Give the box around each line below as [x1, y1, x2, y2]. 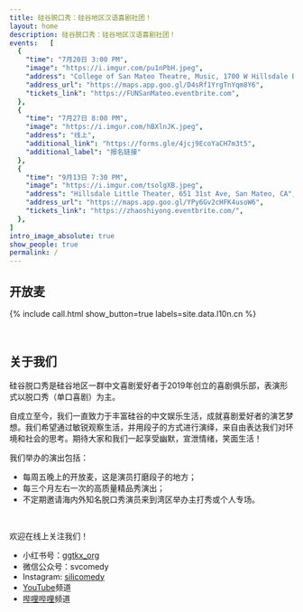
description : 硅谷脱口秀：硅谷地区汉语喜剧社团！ [9, 30, 177, 39]
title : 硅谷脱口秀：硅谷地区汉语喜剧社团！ [9, 13, 152, 23]
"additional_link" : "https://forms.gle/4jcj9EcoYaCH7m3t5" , [25, 139, 256, 148]
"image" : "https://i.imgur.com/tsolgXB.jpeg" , [25, 181, 204, 190]
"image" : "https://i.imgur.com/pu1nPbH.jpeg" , [25, 64, 204, 73]
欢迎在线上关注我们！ [9, 530, 88, 542]
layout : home [9, 22, 59, 31]
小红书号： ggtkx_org [22, 550, 100, 561]
